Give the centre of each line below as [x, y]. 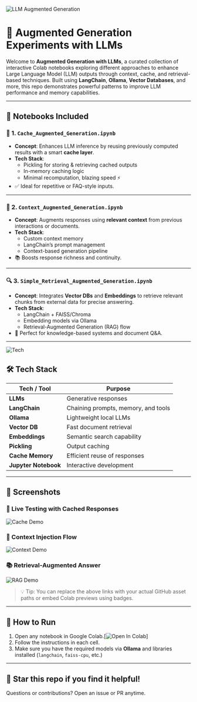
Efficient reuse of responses [106, 456]
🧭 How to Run [31, 622]
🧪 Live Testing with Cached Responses [62, 509]
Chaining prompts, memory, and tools [118, 408]
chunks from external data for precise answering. [74, 302]
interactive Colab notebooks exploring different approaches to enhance [92, 67]
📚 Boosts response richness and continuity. [68, 257]
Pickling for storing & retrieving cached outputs [80, 165]
